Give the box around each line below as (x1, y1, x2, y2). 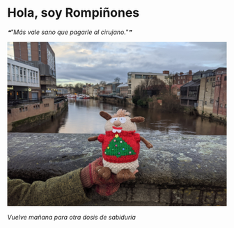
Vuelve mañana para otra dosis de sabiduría (7, 213, 136, 221)
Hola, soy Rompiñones (7, 5, 140, 21)
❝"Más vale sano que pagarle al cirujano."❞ (7, 28, 132, 36)
